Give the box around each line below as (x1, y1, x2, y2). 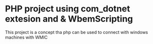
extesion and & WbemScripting (5, 13, 133, 24)
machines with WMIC (5, 34, 48, 40)
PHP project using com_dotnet (5, 3, 130, 14)
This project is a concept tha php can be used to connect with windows (5, 29, 148, 35)
